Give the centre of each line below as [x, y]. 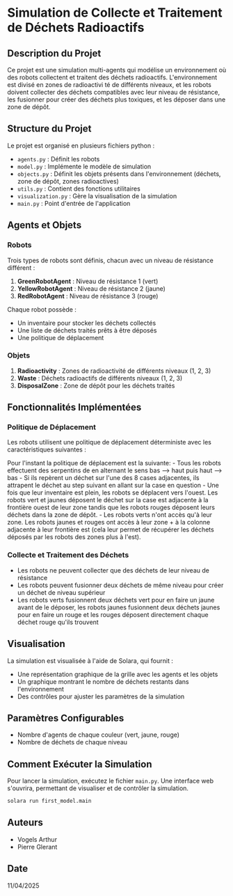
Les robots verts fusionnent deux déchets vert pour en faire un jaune [116, 600]
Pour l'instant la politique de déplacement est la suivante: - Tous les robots [114, 463]
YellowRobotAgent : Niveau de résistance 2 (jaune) [91, 288]
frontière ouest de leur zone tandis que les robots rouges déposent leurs [111, 507]
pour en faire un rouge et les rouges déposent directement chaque [113, 614]
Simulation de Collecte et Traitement [115, 13]
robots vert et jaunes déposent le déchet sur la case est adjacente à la [108, 500]
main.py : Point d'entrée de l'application [74, 203]
